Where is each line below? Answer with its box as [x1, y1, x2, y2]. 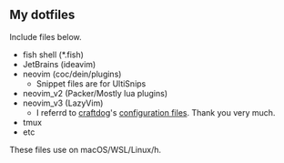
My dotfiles [9, 7, 76, 23]
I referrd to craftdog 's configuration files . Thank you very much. [35, 107, 276, 117]
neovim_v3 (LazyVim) [22, 97, 104, 108]
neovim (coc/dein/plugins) [22, 68, 122, 79]
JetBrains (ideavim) [22, 58, 96, 69]
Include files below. [9, 31, 82, 42]
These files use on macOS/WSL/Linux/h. [9, 144, 162, 155]
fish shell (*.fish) [22, 49, 85, 60]
